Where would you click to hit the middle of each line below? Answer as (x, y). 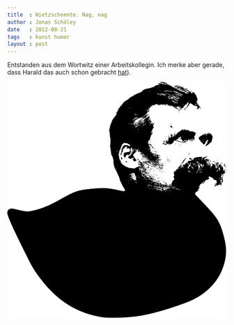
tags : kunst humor (39, 37)
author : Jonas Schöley (42, 22)
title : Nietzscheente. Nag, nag (57, 15)
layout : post (28, 44)
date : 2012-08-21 (37, 29)
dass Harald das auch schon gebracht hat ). (69, 73)
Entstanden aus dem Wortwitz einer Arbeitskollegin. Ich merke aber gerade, (116, 65)
